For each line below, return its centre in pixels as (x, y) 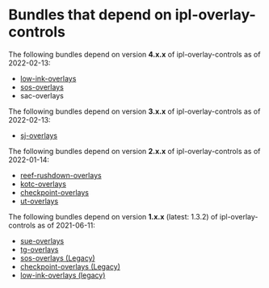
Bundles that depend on (90, 15)
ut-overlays (39, 201)
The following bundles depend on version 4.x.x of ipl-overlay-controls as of (134, 54)
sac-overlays (42, 95)
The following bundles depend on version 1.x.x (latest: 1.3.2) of (113, 216)
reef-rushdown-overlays (61, 175)
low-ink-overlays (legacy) (63, 275)
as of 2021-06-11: (66, 225)
